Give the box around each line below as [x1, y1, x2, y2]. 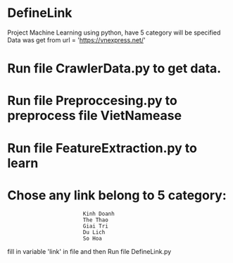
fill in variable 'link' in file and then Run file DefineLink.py [7, 247, 172, 256]
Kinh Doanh [82, 210, 115, 218]
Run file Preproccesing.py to [7, 93, 177, 109]
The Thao [82, 216, 109, 224]
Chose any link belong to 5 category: [7, 187, 227, 203]
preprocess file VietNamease [7, 108, 182, 124]
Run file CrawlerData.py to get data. [7, 61, 222, 77]
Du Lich [82, 229, 106, 236]
